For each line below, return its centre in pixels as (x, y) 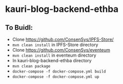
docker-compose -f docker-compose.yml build (59, 72)
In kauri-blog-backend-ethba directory (52, 60)
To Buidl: (19, 28)
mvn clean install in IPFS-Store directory (55, 45)
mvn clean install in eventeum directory (54, 55)
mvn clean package (31, 66)
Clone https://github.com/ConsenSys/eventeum (61, 50)
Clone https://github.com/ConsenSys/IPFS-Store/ (63, 39)
